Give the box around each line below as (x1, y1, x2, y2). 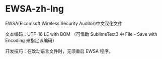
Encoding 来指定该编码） (5, 37, 57, 43)
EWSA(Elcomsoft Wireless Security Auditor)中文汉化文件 (5, 20, 123, 26)
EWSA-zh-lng (5, 3, 64, 15)
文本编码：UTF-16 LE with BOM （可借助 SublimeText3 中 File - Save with (5, 31, 157, 37)
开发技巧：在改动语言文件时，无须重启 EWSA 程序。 (5, 48, 113, 54)
